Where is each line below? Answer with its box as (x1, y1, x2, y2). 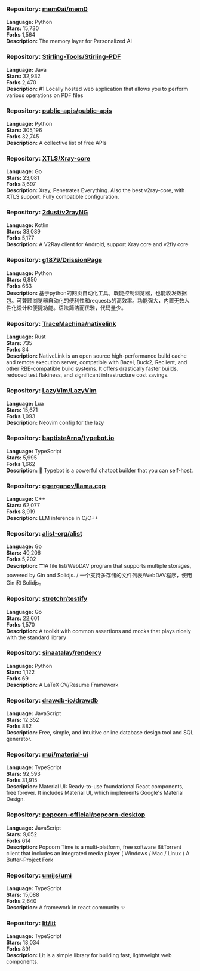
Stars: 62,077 (6, 501, 41, 509)
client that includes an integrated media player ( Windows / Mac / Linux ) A (6, 849, 190, 857)
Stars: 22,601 (6, 615, 40, 622)
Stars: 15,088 (6, 891, 40, 899)
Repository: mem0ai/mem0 (6, 5, 88, 13)
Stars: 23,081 (6, 174, 40, 182)
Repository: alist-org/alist (6, 529, 82, 537)
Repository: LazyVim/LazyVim (6, 386, 97, 394)
